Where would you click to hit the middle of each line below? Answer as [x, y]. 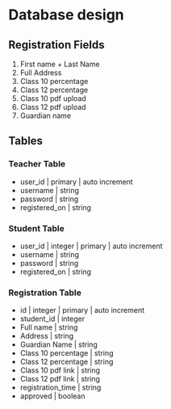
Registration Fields [56, 45]
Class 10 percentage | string [67, 353]
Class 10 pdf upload [53, 98]
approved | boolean [53, 396]
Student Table [36, 228]
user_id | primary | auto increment [76, 181]
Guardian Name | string [59, 344]
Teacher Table [37, 164]
